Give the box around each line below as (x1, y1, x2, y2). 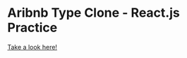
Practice (7, 20, 58, 36)
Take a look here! (7, 43, 58, 51)
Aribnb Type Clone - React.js (7, 5, 180, 21)
